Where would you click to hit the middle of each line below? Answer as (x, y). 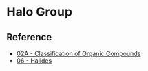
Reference (29, 37)
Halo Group (40, 12)
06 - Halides (34, 61)
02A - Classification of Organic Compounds (78, 53)
